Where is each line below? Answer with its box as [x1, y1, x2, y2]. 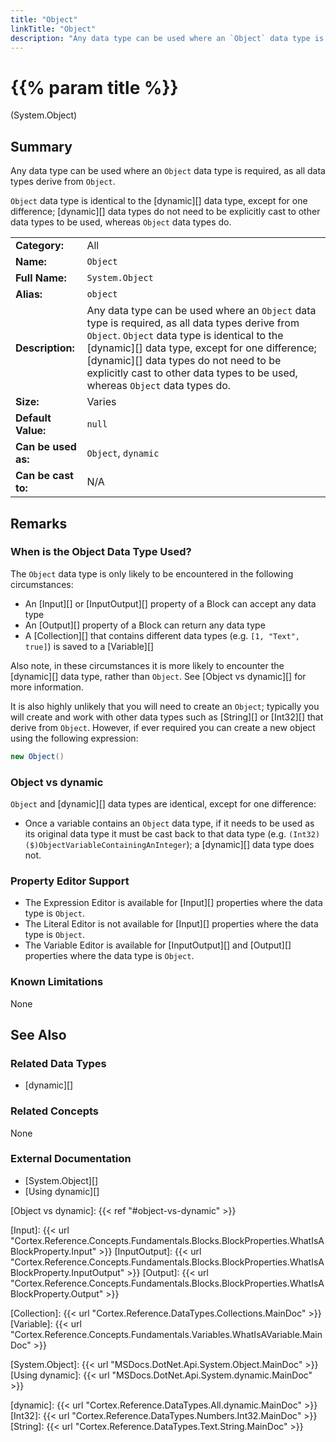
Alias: [15, 287, 43, 301]
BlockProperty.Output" [10, 1287, 104, 1300]
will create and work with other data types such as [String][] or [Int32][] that [10, 711, 324, 723]
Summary [10, 138, 73, 155]
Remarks [10, 515, 68, 532]
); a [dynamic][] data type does [186, 838, 315, 850]
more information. [10, 681, 84, 693]
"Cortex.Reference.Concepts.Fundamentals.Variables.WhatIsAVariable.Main [10, 1328, 323, 1340]
